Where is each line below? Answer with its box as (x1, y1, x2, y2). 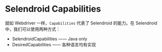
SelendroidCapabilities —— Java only (12, 35, 87, 42)
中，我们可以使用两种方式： (5, 26, 61, 32)
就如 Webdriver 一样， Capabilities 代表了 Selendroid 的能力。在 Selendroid (5, 20, 158, 26)
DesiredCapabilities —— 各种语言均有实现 (12, 41, 96, 47)
